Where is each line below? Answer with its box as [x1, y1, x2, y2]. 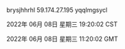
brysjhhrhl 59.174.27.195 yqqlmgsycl [6, 6, 108, 14]
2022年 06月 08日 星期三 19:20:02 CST [6, 20, 118, 28]
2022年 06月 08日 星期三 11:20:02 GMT [6, 35, 118, 43]
